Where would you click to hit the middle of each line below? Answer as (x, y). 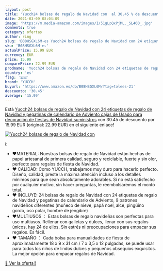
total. (17, 190)
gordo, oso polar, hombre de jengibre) (50, 211)
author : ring (18, 37)
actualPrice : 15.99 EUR (29, 50)
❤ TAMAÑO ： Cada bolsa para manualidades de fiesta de (71, 238)
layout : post (18, 9)
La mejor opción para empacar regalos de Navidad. (63, 254)
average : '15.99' (23, 95)
